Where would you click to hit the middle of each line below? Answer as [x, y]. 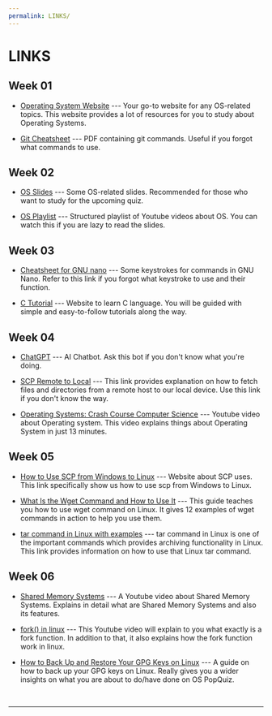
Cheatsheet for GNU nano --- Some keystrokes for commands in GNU [137, 270]
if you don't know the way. [64, 399]
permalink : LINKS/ [39, 16]
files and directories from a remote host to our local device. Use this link [140, 390]
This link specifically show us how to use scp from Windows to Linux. [136, 485]
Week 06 [32, 577]
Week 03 [32, 250]
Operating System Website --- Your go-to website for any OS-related [135, 106]
